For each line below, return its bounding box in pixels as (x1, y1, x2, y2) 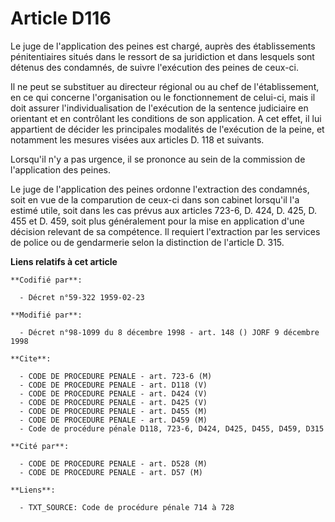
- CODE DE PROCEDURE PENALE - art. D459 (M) (19, 415, 208, 425)
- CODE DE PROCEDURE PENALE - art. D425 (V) (19, 397, 208, 407)
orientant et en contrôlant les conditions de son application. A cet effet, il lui (10, 112, 322, 124)
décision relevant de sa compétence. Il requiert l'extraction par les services (10, 225, 321, 237)
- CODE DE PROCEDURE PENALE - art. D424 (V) (19, 388, 208, 399)
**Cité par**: (10, 441, 70, 451)
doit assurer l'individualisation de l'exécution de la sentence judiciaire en (10, 102, 309, 114)
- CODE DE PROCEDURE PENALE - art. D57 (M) (19, 467, 203, 477)
